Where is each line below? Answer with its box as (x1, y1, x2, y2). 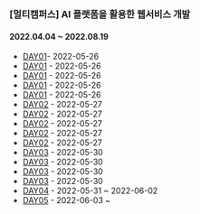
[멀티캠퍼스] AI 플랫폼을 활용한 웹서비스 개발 (9, 7, 191, 20)
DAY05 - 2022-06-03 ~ (22, 195, 111, 206)
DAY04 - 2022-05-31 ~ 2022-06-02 (22, 185, 158, 196)
